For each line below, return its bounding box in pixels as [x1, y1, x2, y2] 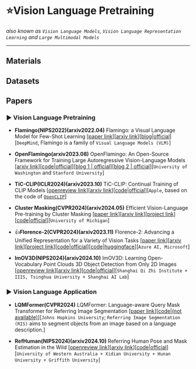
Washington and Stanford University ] [14, 169, 105, 176]
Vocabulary [14, 261, 43, 268]
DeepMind [16, 141, 38, 146]
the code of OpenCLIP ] [14, 193, 67, 200]
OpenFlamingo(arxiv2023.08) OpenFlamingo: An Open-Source [14, 151, 169, 158]
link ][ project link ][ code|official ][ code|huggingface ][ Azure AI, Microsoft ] [14, 243, 190, 250]
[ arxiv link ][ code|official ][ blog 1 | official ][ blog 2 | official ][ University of [14, 163, 188, 170]
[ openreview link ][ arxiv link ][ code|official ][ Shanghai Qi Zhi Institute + [14, 267, 188, 274]
